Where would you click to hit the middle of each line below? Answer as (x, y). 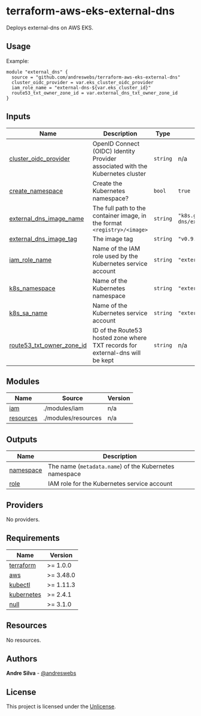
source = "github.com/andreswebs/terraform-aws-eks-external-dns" (96, 77)
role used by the (115, 256)
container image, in (119, 215)
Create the (107, 183)
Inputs (19, 117)
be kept (103, 360)
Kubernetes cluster (119, 173)
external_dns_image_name (47, 218)
